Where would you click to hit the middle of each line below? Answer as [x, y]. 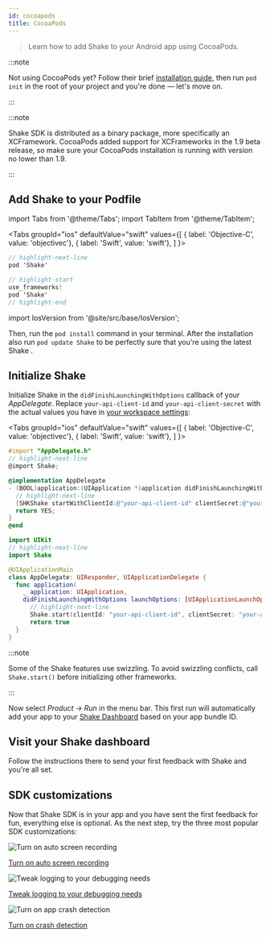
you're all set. [31, 769]
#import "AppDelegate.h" [50, 451]
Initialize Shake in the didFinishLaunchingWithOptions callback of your [124, 395]
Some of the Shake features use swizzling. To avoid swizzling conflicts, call [133, 668]
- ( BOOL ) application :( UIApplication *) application [95, 488]
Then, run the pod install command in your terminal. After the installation [131, 333]
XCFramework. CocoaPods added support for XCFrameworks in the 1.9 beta [135, 141]
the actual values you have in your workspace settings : [99, 413]
